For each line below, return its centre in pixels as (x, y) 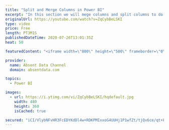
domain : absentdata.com (34, 70)
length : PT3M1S (21, 33)
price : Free (18, 28)
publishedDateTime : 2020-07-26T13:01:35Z (49, 38)
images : (13, 92)
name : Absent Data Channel (38, 65)
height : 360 (27, 106)
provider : (16, 60)
